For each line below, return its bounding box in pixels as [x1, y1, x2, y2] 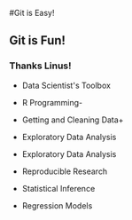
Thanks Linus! [9, 59, 73, 72]
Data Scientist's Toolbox [21, 80, 111, 90]
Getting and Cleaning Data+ [21, 114, 124, 125]
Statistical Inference [21, 183, 96, 193]
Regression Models [21, 200, 93, 211]
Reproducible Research [21, 166, 108, 177]
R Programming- [21, 97, 83, 107]
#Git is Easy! [9, 8, 55, 18]
